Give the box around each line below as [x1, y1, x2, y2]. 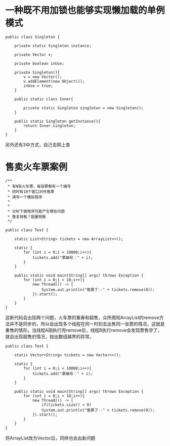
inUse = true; [23, 83, 53, 88]
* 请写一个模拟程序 [7, 194, 42, 199]
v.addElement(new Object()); [23, 79, 85, 84]
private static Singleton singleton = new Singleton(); [23, 105, 144, 111]
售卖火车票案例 [5, 161, 68, 173]
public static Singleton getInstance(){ [14, 119, 101, 124]
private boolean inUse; [14, 61, 65, 66]
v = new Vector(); [23, 74, 62, 79]
